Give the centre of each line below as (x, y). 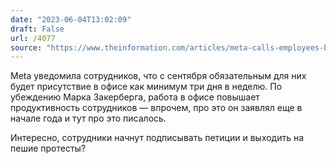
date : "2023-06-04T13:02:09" (71, 19)
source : (26, 47)
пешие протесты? (48, 148)
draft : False (37, 29)
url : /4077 (33, 38)
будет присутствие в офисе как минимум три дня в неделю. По (146, 87)
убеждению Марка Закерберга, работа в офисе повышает (135, 97)
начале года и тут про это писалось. (88, 118)
